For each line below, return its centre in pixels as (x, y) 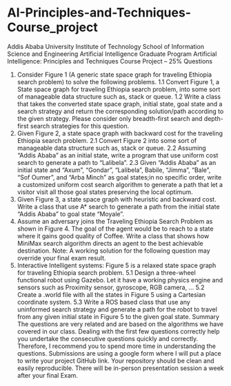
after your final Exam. (47, 375)
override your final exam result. (61, 258)
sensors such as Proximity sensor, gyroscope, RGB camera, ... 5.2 (111, 287)
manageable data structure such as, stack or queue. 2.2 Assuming (112, 148)
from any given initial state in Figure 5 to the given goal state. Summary (118, 316)
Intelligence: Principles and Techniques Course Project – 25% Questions (110, 61)
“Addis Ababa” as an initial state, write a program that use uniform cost (118, 155)
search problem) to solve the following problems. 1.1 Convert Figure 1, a (118, 81)
